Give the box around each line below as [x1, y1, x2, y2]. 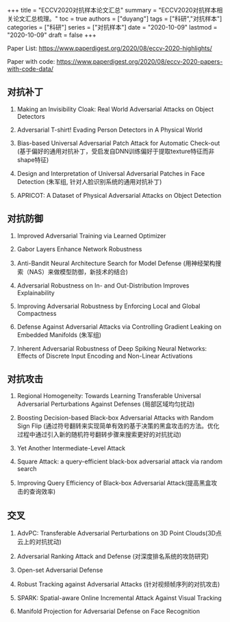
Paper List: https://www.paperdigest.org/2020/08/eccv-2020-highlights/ [7, 44, 212, 52]
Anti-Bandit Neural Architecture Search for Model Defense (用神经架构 [16, 259, 216, 267]
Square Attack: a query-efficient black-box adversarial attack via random [16, 457, 223, 465]
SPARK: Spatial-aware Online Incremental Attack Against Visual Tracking [16, 594, 222, 602]
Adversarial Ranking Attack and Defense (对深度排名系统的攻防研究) [16, 552, 209, 561]
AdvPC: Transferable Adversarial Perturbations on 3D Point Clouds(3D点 [16, 529, 222, 538]
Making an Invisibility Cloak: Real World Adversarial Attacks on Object [16, 105, 214, 113]
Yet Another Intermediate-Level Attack [16, 444, 125, 452]
